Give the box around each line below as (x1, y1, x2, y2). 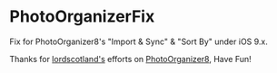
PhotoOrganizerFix (9, 6, 155, 27)
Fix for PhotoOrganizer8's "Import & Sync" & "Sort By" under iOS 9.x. (9, 36, 268, 47)
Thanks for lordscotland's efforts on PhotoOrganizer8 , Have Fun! (9, 53, 252, 64)
